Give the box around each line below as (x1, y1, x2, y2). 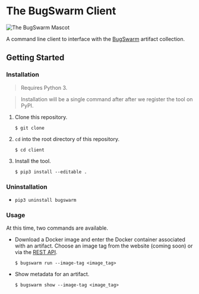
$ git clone (14, 125, 45, 131)
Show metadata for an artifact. (14, 271, 90, 278)
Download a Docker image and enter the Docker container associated (14, 236, 186, 243)
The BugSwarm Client (6, 4, 116, 18)
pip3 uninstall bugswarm (14, 197, 77, 203)
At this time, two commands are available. (6, 224, 109, 232)
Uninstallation (6, 183, 48, 191)
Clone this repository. (14, 113, 68, 120)
